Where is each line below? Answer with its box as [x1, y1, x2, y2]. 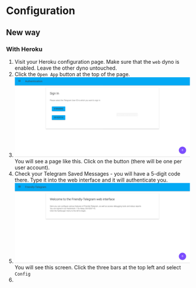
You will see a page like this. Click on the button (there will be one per [14, 158, 182, 165]
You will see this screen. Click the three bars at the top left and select [14, 263, 181, 270]
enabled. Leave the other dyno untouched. [14, 64, 117, 71]
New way [6, 28, 41, 37]
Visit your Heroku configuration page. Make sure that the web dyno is [14, 58, 180, 65]
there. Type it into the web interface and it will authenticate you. [14, 177, 168, 184]
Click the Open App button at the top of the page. [14, 70, 130, 77]
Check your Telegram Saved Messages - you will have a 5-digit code [14, 170, 181, 177]
